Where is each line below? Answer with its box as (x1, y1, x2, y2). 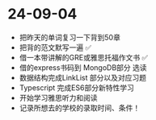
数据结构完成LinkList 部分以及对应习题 (19, 72, 147, 82)
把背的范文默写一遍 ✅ (19, 42, 92, 52)
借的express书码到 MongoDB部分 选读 (19, 62, 147, 72)
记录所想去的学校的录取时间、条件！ (19, 102, 141, 113)
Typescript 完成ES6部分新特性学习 (19, 82, 134, 93)
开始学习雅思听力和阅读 (19, 93, 98, 102)
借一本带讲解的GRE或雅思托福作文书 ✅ (19, 52, 149, 62)
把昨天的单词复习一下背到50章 (19, 32, 120, 42)
